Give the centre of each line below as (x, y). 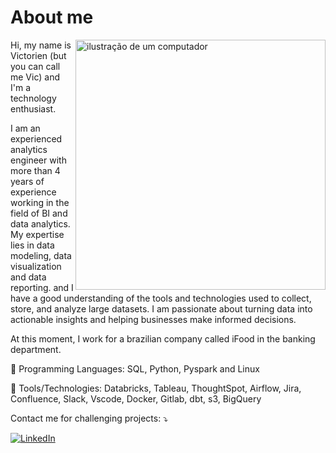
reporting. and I (42, 287)
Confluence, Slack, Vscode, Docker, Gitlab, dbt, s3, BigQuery (136, 398)
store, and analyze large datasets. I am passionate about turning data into (161, 308)
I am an (25, 128)
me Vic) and (35, 77)
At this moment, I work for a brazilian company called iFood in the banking (163, 338)
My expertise (37, 234)
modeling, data (41, 255)
